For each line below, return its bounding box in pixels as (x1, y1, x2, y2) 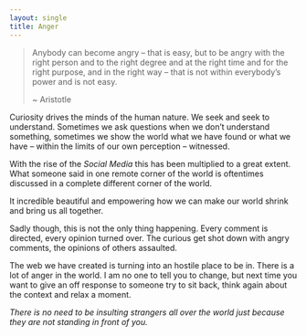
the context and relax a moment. (9, 289, 132, 299)
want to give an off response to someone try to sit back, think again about (9, 279, 288, 290)
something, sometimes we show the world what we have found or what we (9, 131, 291, 142)
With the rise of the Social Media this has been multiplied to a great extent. (9, 158, 291, 169)
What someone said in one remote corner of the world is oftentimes (9, 168, 264, 179)
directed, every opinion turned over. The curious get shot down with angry (9, 232, 290, 243)
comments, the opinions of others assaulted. (9, 242, 178, 253)
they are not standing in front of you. (9, 316, 148, 327)
